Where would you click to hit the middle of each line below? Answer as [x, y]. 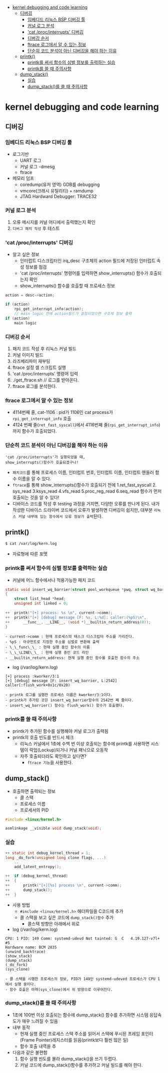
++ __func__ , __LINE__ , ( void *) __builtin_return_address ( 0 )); [78, 622]
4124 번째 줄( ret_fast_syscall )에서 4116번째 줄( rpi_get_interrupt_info [85, 425]
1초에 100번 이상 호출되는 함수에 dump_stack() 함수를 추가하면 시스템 [80, 1015]
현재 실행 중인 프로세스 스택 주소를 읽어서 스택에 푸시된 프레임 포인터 [86, 1033]
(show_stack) [19, 956]
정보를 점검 [36, 267]
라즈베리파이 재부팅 [31, 361]
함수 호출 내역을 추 [38, 1046]
